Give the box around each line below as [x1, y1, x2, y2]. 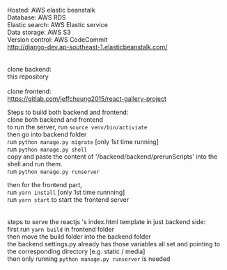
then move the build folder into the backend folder [7, 232, 151, 241]
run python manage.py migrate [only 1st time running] [7, 138, 159, 145]
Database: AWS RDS [7, 13, 66, 22]
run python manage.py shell [7, 145, 88, 153]
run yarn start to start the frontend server [7, 196, 130, 204]
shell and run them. [7, 160, 63, 168]
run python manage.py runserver [7, 167, 100, 175]
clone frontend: [7, 87, 52, 95]
